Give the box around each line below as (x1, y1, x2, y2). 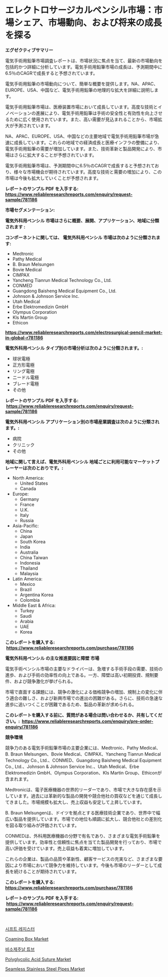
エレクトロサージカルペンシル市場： (5, 4, 154, 16)
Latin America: (12, 576, 42, 582)
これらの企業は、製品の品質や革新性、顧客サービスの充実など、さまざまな (5, 856, 158, 862)
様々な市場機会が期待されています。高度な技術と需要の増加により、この (13, 168, 162, 175)
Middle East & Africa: (12, 602, 56, 608)
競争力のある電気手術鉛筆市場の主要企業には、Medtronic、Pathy (5, 745, 139, 751)
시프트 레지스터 (5, 926, 35, 932)
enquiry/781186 (5, 724, 38, 730)
